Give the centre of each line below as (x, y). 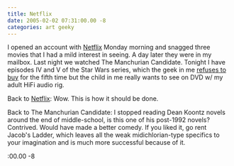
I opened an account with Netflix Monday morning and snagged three (109, 48)
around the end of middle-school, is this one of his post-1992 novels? (109, 120)
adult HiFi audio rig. (36, 85)
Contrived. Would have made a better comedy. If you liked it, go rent (107, 128)
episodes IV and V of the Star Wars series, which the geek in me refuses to (117, 70)
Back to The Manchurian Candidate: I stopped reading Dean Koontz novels (116, 112)
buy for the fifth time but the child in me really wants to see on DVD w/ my (115, 77)
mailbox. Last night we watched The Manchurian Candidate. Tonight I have (116, 62)
